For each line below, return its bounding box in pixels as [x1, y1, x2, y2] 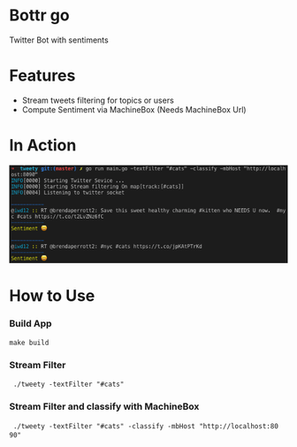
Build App [9, 317, 52, 329]
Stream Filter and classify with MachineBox [9, 400, 200, 412]
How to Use [9, 285, 95, 305]
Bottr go [9, 5, 70, 26]
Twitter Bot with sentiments [9, 35, 109, 45]
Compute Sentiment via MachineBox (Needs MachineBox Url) [21, 104, 247, 115]
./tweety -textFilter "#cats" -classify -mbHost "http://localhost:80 [12, 421, 278, 430]
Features [9, 66, 76, 86]
